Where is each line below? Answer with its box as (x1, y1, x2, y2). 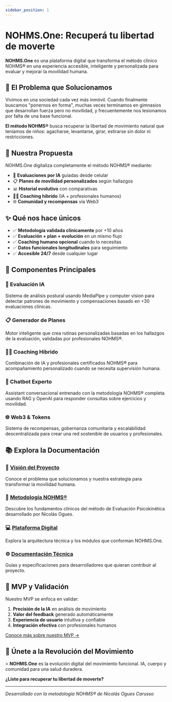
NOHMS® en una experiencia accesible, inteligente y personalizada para (5, 63, 159, 69)
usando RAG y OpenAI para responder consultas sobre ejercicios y (5, 395, 146, 401)
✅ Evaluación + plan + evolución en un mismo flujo (12, 233, 122, 239)
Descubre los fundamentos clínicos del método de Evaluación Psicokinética (5, 505, 165, 511)
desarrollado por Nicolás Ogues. (5, 511, 74, 517)
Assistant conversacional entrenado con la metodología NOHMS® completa (5, 390, 165, 396)
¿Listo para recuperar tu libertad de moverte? (5, 676, 104, 682)
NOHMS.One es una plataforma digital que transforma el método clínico (5, 57, 158, 64)
